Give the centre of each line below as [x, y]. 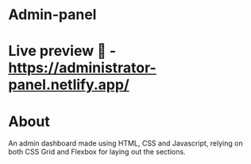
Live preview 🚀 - [62, 51]
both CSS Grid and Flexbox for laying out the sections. [97, 152]
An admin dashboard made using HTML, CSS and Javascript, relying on [126, 143]
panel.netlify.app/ [69, 85]
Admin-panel [52, 15]
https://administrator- [82, 68]
